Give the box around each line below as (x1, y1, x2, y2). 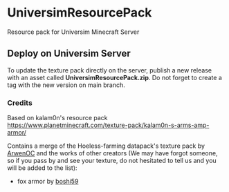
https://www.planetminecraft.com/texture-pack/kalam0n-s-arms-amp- (7, 121, 210, 129)
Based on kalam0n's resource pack (7, 114, 109, 122)
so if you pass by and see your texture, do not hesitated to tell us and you (7, 157, 217, 165)
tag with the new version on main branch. (7, 81, 126, 89)
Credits (7, 98, 33, 108)
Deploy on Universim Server (7, 48, 131, 59)
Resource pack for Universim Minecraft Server (7, 28, 140, 36)
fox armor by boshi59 (17, 177, 79, 186)
